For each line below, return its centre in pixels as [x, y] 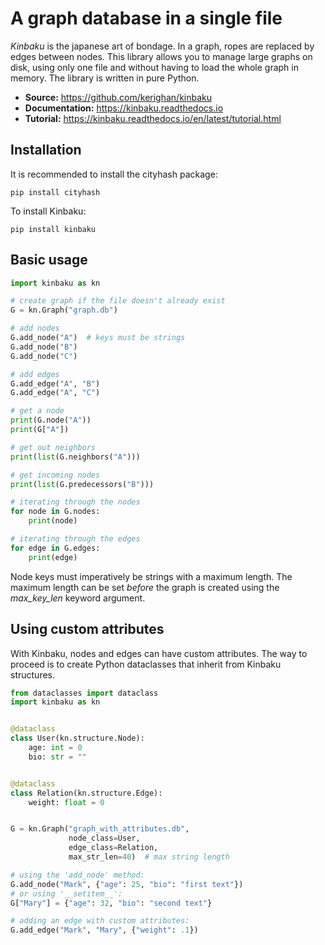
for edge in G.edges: [55, 548]
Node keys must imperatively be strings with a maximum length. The [151, 576]
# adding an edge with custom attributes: [100, 921]
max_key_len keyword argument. [78, 598]
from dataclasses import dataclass [84, 693]
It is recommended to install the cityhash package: [114, 174]
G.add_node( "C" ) [44, 356]
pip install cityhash [55, 192]
